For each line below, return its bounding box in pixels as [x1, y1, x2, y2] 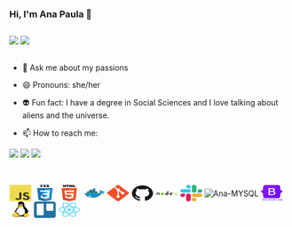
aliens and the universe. [21, 110, 110, 121]
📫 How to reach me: [21, 128, 99, 138]
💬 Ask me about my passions [21, 62, 129, 73]
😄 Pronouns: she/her [21, 79, 100, 90]
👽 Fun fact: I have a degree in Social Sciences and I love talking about [21, 97, 279, 107]
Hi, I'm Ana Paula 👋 [9, 8, 92, 20]
